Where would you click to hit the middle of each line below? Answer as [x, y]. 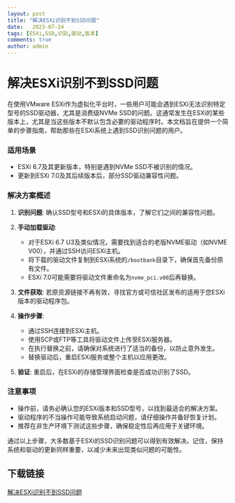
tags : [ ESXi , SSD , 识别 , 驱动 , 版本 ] [53, 33]
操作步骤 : [31, 316]
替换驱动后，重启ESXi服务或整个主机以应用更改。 [99, 357]
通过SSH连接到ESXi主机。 [66, 330]
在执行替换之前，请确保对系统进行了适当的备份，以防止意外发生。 [123, 348]
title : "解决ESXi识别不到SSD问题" [53, 20]
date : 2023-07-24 [36, 27]
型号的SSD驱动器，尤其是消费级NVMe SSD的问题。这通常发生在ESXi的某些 [116, 112]
